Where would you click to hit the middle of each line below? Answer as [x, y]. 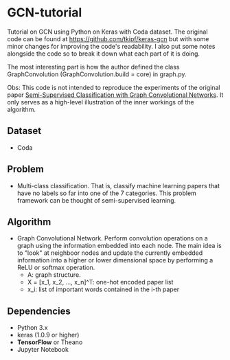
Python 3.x [32, 328]
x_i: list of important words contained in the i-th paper [103, 289]
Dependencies [39, 311]
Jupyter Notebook [43, 350]
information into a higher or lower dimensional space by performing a [115, 260]
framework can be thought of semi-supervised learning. [96, 200]
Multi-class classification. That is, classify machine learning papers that [118, 185]
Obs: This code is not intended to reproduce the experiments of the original [114, 87]
